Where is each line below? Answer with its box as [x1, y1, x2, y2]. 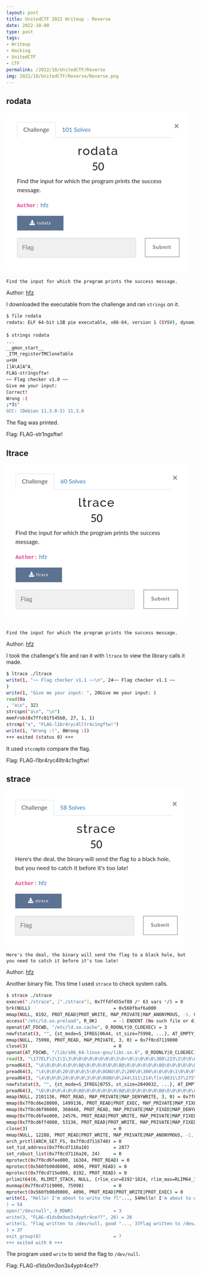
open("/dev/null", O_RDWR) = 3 [6, 1208, 121, 1214]
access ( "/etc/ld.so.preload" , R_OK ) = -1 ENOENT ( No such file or [6, 1018, 188, 1024]
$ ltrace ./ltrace [6, 671, 52, 677]
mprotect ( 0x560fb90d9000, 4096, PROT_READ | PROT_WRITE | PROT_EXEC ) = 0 [6, 1189, 184, 1195]
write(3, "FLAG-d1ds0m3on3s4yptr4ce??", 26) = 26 [6, 1214, 133, 1220]
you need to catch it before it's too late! [6, 958, 119, 964]
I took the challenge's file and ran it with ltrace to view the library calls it [6, 652, 185, 659]
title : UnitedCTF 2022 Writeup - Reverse [6, 16, 111, 22]
